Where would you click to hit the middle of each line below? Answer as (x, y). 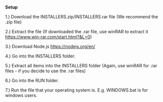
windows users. (21, 95)
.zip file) (13, 22)
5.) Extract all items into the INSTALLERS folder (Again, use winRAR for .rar (81, 66)
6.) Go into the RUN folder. (32, 80)
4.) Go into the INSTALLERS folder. (40, 56)
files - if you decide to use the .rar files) (45, 71)
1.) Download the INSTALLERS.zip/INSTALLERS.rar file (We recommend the (82, 17)
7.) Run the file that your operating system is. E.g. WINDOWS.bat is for (77, 90)
